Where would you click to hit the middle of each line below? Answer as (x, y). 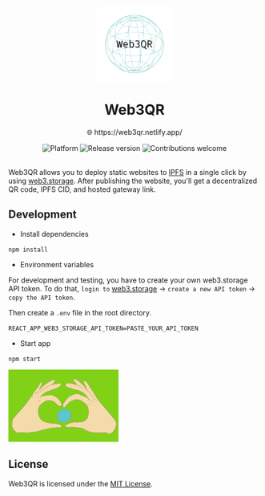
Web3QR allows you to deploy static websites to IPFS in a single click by (127, 172)
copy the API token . (42, 297)
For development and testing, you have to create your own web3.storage (128, 280)
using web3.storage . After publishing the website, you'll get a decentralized (133, 181)
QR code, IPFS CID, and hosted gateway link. (82, 189)
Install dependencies (54, 234)
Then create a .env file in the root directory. (80, 312)
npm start (25, 359)
